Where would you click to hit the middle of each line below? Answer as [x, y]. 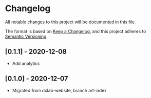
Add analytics [26, 63]
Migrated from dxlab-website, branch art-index [59, 90]
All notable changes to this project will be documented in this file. [71, 22]
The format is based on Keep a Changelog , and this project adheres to [75, 31]
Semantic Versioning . [26, 36]
